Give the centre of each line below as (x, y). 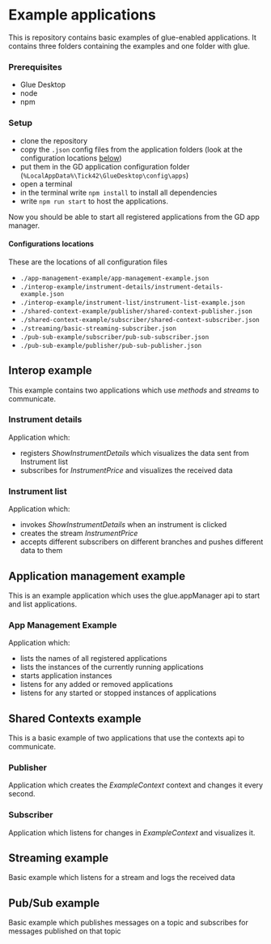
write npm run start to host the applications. (94, 201)
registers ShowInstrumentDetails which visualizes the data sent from (134, 453)
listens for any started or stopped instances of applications (118, 693)
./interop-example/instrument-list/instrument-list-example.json (132, 303)
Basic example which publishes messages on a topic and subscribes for (128, 923)
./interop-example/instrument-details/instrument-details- (122, 287)
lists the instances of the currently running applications (112, 667)
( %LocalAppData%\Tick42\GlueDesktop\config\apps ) (104, 175)
